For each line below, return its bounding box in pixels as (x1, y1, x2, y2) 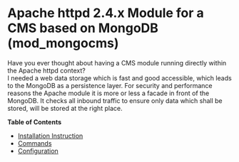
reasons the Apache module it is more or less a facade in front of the (7, 89, 210, 97)
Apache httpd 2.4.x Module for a (7, 5, 205, 21)
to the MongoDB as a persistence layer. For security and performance (7, 81, 213, 90)
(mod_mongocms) (7, 36, 119, 51)
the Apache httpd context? (7, 66, 86, 75)
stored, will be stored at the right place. (7, 104, 123, 112)
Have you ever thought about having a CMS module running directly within (7, 58, 227, 67)
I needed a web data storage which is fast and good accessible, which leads (7, 73, 232, 82)
